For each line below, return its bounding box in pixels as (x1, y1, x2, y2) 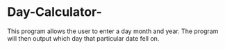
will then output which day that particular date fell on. (7, 34, 160, 42)
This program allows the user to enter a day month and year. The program (7, 27, 219, 35)
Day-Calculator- (7, 4, 102, 20)
